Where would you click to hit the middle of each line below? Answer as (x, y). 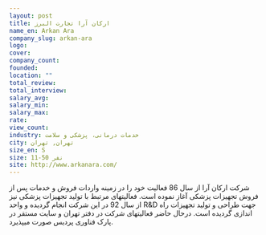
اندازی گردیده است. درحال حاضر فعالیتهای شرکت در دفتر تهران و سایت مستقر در (131, 213)
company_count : (35, 61)
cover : (20, 53)
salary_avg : (29, 98)
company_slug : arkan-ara (51, 38)
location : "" (31, 75)
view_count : (29, 128)
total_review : (33, 83)
